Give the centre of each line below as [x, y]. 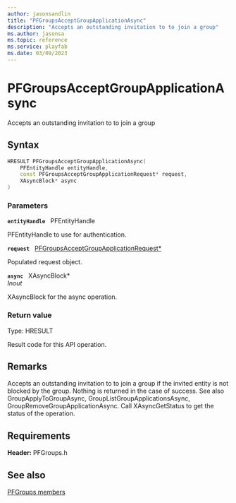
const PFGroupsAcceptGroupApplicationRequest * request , [104, 174]
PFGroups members [36, 492]
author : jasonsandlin [39, 14]
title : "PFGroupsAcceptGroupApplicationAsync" [77, 20]
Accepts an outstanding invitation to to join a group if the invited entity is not [118, 384]
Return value [30, 315]
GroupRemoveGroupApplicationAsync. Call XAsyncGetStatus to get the [111, 406]
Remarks [27, 366]
